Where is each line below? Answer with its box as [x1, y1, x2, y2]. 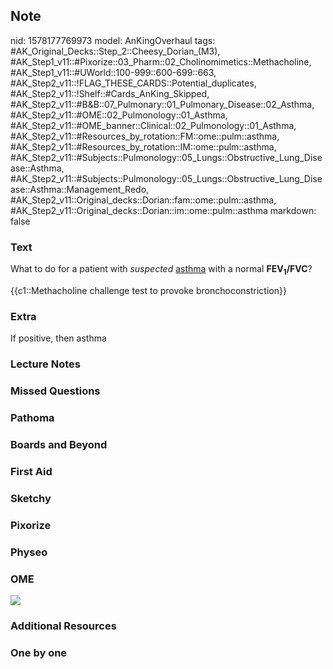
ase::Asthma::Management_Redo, [10, 183, 150, 195]
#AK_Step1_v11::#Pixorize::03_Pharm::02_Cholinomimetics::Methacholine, [10, 55, 312, 68]
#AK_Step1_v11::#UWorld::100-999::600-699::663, [10, 66, 217, 78]
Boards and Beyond [10, 437, 108, 451]
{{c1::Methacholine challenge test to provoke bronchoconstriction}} [10, 284, 287, 296]
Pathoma [10, 410, 55, 424]
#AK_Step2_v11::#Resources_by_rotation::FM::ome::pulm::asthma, [10, 130, 280, 142]
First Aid [10, 464, 53, 478]
